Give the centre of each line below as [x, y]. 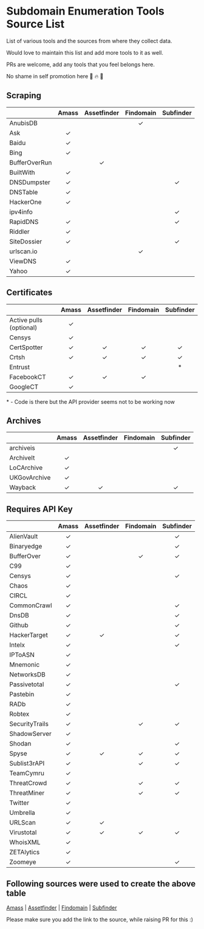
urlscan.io [23, 251]
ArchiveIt [22, 458]
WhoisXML [25, 842]
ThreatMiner [27, 793]
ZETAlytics [25, 852]
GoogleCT [24, 387]
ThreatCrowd [28, 783]
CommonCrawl [31, 605]
